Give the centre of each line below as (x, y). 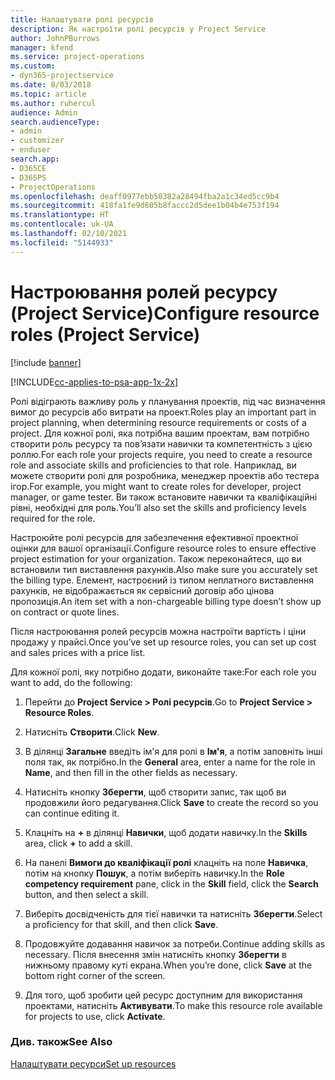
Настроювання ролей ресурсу (144, 292)
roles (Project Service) (105, 334)
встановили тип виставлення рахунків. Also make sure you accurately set (164, 569)
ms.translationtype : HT (60, 215)
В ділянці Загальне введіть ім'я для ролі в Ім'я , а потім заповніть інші (173, 751)
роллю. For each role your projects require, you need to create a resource (161, 454)
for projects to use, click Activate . (95, 1016)
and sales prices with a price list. (78, 652)
